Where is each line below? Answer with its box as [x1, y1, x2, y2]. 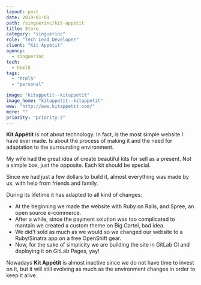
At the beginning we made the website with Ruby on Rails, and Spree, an [14, 203, 194, 210]
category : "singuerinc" [6, 31, 66, 37]
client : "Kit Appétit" [6, 43, 63, 49]
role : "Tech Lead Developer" [6, 37, 79, 43]
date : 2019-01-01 [6, 14, 50, 20]
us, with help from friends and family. [6, 179, 98, 187]
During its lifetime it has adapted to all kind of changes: [6, 191, 142, 199]
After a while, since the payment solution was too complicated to [14, 215, 175, 223]
